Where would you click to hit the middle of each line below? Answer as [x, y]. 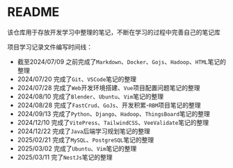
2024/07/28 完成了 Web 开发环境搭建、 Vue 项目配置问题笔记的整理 [109, 87]
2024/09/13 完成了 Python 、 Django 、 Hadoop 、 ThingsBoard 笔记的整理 [114, 114]
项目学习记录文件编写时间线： [50, 47]
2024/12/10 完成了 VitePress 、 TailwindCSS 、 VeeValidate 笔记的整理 [113, 122]
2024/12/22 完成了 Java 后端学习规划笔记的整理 [84, 131]
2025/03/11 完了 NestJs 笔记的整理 [65, 157]
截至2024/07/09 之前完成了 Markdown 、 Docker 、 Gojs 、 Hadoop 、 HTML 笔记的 [122, 61]
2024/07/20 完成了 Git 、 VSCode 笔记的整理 [77, 79]
